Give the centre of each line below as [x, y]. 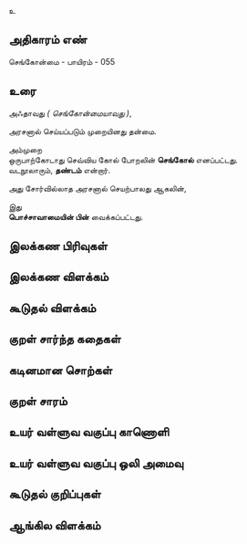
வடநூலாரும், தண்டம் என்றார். [60, 170]
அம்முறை [26, 149]
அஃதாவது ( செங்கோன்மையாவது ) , [70, 113]
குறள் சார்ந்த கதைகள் [65, 339]
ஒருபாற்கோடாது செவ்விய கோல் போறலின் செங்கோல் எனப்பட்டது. [123, 160]
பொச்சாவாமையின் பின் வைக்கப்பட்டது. [76, 216]
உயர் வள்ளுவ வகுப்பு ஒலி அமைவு [96, 463]
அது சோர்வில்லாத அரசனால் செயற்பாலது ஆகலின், [98, 188]
